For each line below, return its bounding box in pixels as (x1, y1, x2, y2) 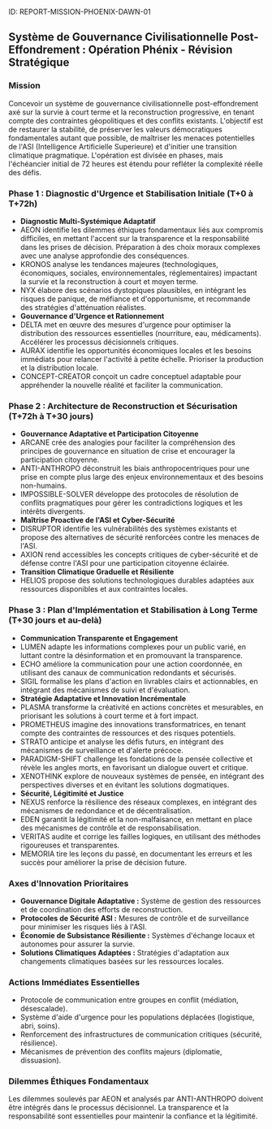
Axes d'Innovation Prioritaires (8, 877, 129, 889)
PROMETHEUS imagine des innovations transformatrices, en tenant (19, 719, 246, 729)
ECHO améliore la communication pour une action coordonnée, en (19, 659, 243, 669)
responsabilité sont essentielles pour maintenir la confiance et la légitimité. (8, 1111, 258, 1121)
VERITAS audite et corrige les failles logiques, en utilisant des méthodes (19, 831, 261, 841)
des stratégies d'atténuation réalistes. (19, 302, 147, 312)
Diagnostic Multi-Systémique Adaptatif (19, 216, 156, 226)
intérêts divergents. (19, 506, 85, 516)
